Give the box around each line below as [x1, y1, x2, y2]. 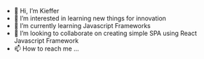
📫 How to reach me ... [13, 44, 79, 53]
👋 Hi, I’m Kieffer [13, 7, 60, 15]
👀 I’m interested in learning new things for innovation [13, 14, 167, 22]
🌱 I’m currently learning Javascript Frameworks [13, 22, 151, 29]
